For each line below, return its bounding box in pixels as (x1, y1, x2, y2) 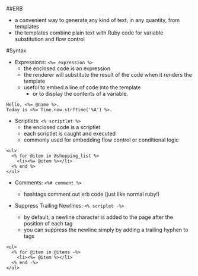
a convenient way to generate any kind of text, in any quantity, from (14, 17, 180, 23)
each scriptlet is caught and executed (23, 130, 116, 137)
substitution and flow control (14, 36, 85, 42)
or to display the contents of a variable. (32, 90, 129, 97)
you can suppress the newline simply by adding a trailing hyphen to (23, 226, 189, 233)
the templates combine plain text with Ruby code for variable (14, 29, 164, 36)
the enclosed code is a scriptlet (23, 124, 101, 130)
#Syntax (6, 47, 27, 54)
